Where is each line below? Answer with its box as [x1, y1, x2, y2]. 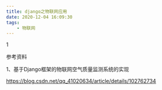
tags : [6, 19, 20, 25]
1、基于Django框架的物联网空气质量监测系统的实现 [6, 66, 129, 73]
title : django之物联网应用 [6, 8, 67, 15]
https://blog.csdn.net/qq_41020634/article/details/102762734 [6, 78, 157, 85]
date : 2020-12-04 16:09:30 [6, 14, 73, 20]
